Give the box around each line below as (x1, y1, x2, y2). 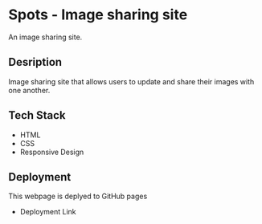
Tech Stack (8, 108, 66, 122)
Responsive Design (19, 147, 84, 157)
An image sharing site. (8, 32, 83, 42)
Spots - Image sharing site (8, 6, 188, 24)
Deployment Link (19, 207, 76, 217)
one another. (8, 85, 51, 95)
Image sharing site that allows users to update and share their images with (8, 76, 255, 86)
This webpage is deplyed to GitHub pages (8, 191, 148, 202)
